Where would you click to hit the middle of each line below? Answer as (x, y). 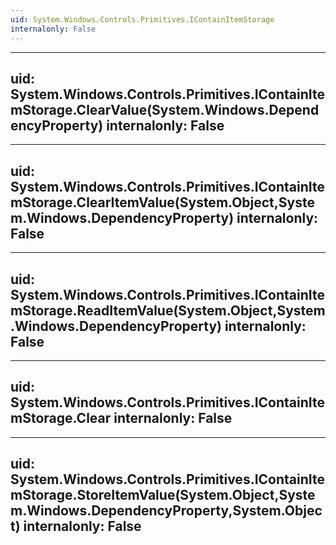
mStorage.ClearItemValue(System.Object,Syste (162, 202)
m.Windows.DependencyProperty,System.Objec (166, 511)
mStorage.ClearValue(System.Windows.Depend (165, 109)
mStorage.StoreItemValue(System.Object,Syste (163, 495)
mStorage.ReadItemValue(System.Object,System (168, 310)
